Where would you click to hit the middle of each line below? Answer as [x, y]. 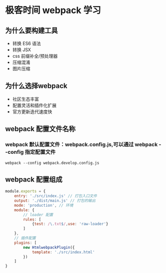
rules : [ [32, 219]
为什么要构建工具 [31, 30]
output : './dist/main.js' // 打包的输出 [55, 201]
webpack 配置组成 [34, 179]
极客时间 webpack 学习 [53, 10]
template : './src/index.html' [63, 252]
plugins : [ [25, 243]
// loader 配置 [38, 215]
